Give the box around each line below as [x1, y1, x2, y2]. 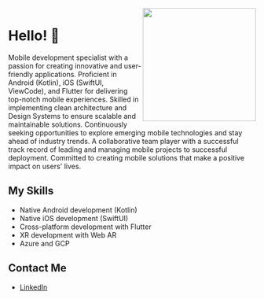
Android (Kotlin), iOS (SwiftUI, [8, 78, 104, 87]
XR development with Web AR [19, 230, 117, 239]
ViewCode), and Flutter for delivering [8, 86, 128, 95]
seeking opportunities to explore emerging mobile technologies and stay [8, 127, 243, 137]
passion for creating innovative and [8, 61, 123, 70]
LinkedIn [19, 282, 48, 292]
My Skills [8, 184, 54, 197]
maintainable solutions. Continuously [8, 120, 128, 129]
